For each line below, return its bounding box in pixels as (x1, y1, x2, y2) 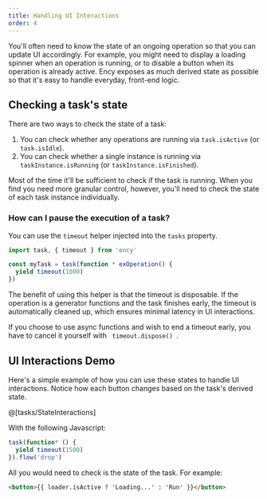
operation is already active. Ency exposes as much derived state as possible (8, 66, 259, 76)
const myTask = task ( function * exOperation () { (8, 260, 173, 268)
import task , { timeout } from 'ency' (8, 246, 137, 254)
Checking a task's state (8, 97, 128, 112)
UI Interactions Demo (8, 354, 116, 367)
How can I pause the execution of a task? (8, 212, 171, 224)
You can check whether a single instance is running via (19, 152, 202, 161)
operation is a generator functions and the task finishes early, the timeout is (8, 299, 257, 308)
